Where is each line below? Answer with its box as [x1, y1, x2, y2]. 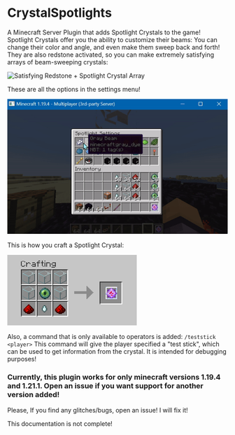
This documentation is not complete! [7, 419, 113, 428]
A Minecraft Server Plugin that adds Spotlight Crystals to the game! [7, 28, 201, 36]
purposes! [7, 355, 37, 364]
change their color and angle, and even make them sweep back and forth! [7, 43, 220, 51]
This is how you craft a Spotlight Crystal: [7, 241, 124, 249]
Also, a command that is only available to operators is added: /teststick [7, 333, 216, 341]
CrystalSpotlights [7, 5, 112, 21]
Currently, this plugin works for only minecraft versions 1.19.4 [7, 373, 221, 382]
